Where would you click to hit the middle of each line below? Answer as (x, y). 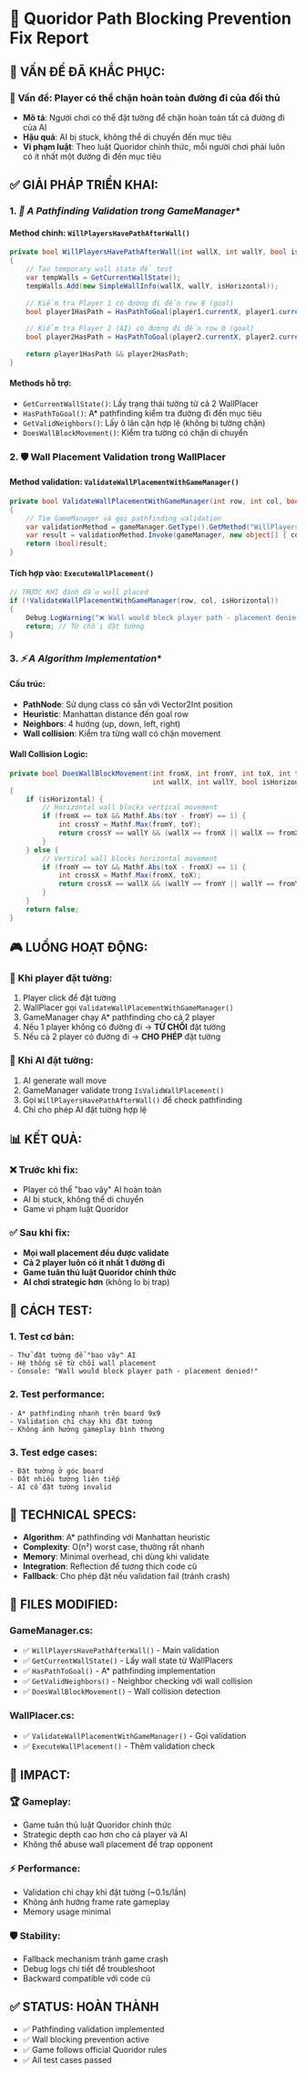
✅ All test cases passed (67, 2059)
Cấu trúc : (27, 684)
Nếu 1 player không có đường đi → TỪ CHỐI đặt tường (124, 1027)
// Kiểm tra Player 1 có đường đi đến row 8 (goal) (130, 303)
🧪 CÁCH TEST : (51, 1310)
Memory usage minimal (66, 1911)
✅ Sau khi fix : (40, 1233)
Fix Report (49, 38)
